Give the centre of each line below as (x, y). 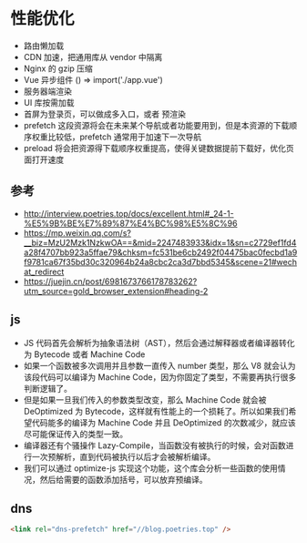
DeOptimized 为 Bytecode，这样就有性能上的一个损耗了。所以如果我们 (156, 411)
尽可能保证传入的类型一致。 (76, 434)
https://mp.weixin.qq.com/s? (77, 232)
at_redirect (44, 271)
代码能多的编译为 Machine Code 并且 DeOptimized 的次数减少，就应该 (164, 422)
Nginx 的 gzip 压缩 (58, 68)
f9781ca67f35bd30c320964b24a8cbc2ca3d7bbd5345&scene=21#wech (160, 261)
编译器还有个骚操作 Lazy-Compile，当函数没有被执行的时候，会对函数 (154, 445)
